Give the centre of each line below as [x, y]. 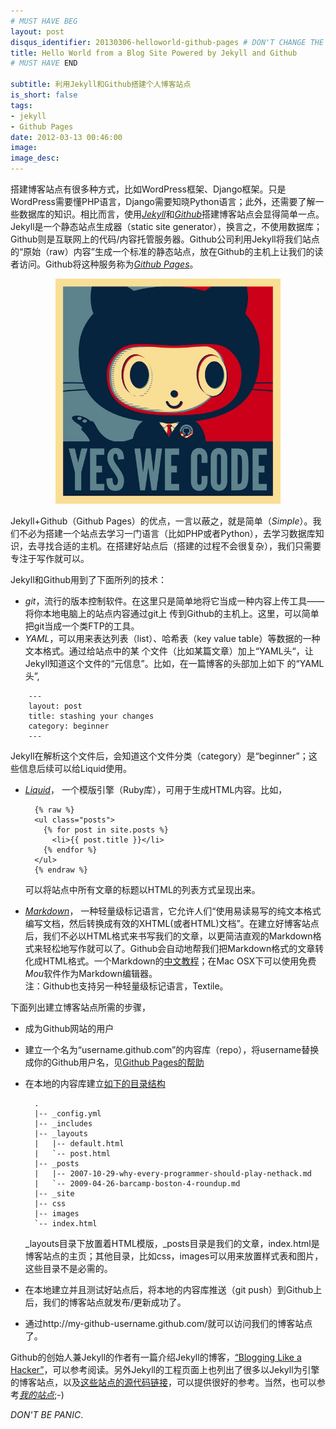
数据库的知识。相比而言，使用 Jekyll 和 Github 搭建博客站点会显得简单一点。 [171, 214]
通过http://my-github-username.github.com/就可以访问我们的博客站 [164, 1323]
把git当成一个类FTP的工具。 [82, 626]
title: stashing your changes [91, 716]
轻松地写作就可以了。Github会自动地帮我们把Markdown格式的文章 [179, 948]
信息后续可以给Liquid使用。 [75, 768]
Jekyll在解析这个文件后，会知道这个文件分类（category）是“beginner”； [159, 756]
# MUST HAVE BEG [44, 21]
